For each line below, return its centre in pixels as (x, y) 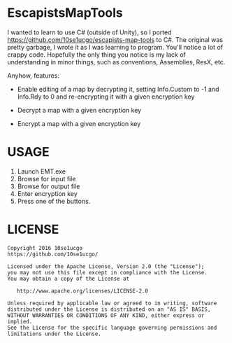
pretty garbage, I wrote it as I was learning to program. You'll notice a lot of (115, 47)
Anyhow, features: (33, 76)
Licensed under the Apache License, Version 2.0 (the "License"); (106, 266)
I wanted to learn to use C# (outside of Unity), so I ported (89, 32)
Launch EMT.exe (42, 171)
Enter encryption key (48, 193)
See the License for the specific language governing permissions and (112, 328)
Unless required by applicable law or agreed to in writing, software (112, 303)
